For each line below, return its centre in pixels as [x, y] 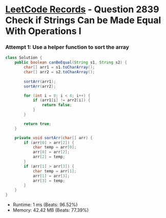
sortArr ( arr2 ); [40, 86]
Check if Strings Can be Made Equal [83, 20]
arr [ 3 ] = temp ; [49, 181]
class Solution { [24, 58]
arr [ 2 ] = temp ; [49, 157]
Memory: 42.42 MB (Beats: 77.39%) [50, 210]
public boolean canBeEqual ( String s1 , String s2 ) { [71, 62]
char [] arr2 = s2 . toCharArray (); [59, 72]
